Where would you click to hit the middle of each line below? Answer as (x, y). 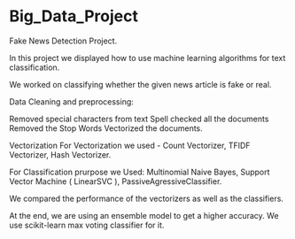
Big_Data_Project (74, 16)
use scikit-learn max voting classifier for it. (87, 225)
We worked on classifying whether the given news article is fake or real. (140, 84)
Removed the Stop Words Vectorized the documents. (106, 128)
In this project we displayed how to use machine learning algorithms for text (147, 58)
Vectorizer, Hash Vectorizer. (60, 154)
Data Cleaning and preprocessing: (72, 101)
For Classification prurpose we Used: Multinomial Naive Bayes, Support (140, 172)
